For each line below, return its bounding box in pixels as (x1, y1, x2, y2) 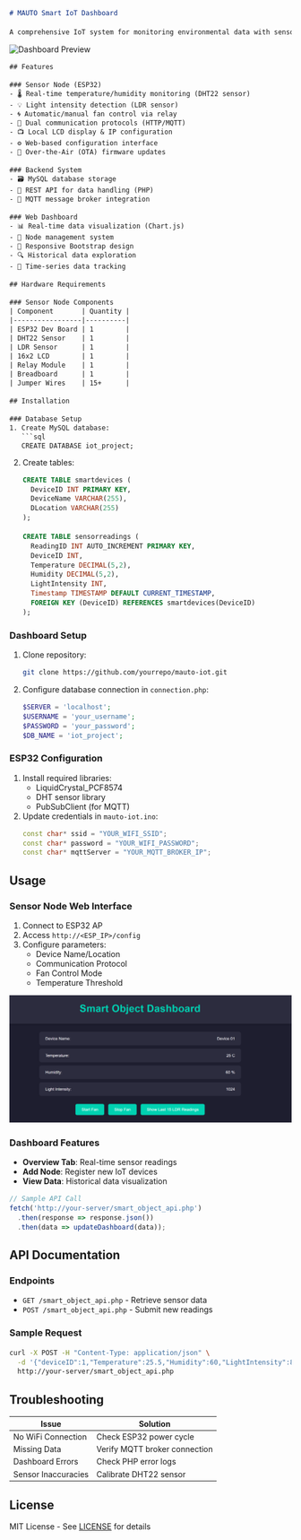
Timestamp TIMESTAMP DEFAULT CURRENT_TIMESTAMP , (30, 589, 216, 598)
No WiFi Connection (13, 1431, 88, 1442)
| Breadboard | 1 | (9, 370, 130, 378)
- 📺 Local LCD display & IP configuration (9, 127, 173, 136)
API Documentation (9, 1248, 121, 1263)
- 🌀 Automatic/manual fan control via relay (9, 109, 177, 118)
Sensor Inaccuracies (13, 1468, 90, 1479)
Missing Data (13, 1444, 62, 1455)
